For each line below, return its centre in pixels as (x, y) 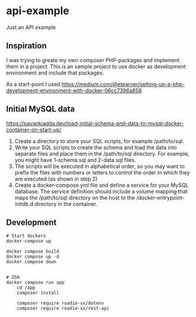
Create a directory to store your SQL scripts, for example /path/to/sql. (99, 141)
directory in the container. (66, 204)
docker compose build (33, 252)
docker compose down (32, 262)
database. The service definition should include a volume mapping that (101, 191)
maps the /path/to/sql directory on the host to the (75, 198)
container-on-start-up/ (34, 130)
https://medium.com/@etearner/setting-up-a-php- (123, 84)
